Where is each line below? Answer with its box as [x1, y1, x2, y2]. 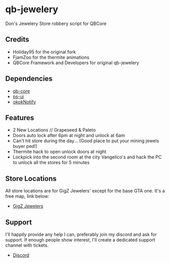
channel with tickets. [5, 242, 49, 248]
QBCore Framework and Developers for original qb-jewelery [12, 60, 139, 66]
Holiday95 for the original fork [12, 48, 76, 55]
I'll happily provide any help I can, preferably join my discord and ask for [5, 231, 157, 238]
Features [5, 113, 34, 122]
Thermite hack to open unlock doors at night [12, 149, 107, 155]
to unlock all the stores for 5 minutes [12, 160, 90, 166]
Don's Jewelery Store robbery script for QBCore [5, 20, 107, 27]
